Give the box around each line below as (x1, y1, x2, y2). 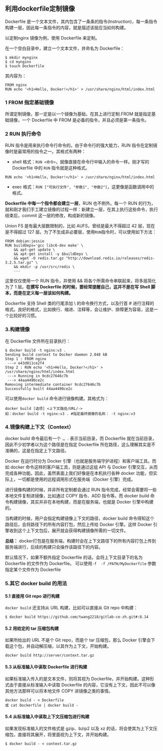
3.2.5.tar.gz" (5, 260, 34, 265)
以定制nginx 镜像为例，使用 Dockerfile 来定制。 (5, 35, 100, 41)
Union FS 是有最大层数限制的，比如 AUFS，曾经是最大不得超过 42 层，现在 (5, 223, 155, 229)
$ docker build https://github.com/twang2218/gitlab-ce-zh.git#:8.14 (5, 614, 149, 620)
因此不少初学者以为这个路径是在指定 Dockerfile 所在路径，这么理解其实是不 (5, 442, 156, 447)
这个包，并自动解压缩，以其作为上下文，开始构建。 (9, 643, 112, 649)
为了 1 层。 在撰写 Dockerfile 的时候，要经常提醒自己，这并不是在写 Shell (5, 284, 150, 290)
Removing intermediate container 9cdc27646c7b (5, 382, 101, 387)
